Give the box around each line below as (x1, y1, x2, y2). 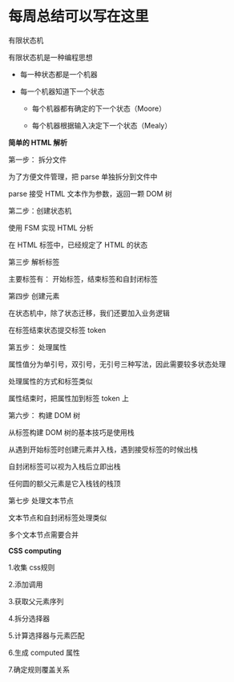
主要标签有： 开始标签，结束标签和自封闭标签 (8, 274, 158, 283)
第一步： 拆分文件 (8, 154, 67, 164)
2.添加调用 (8, 579, 43, 589)
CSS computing (8, 546, 62, 555)
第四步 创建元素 (8, 290, 60, 301)
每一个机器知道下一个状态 (19, 86, 105, 96)
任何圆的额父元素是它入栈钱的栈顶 (8, 478, 121, 488)
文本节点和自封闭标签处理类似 (8, 513, 107, 522)
